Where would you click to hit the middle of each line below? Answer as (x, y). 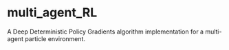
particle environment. (55, 38)
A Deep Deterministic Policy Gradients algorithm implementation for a (106, 32)
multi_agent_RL (52, 13)
